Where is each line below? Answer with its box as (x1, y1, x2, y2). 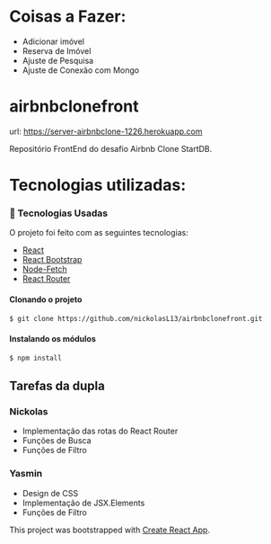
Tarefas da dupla (9, 378, 105, 393)
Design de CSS (22, 487, 79, 498)
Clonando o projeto (9, 294, 83, 305)
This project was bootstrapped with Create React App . (9, 524, 211, 535)
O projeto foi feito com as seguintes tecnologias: (9, 227, 188, 238)
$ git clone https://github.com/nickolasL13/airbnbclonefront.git (9, 314, 263, 323)
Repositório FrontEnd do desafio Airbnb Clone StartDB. (9, 143, 213, 154)
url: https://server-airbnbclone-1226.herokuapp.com (9, 126, 203, 137)
